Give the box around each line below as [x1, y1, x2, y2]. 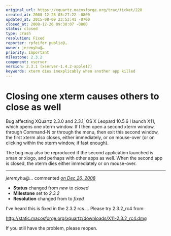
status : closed [6, 26, 38, 31]
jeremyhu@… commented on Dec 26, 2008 [6, 175, 96, 181]
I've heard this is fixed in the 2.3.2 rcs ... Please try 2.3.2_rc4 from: [6, 205, 145, 211]
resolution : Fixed [6, 36, 45, 41]
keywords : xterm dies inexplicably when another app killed [6, 69, 136, 74]
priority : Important [6, 50, 50, 55]
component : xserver [6, 59, 47, 64]
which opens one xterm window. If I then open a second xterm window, [6, 123, 155, 129]
